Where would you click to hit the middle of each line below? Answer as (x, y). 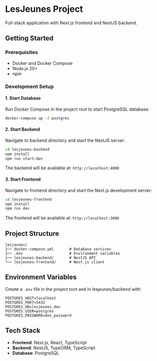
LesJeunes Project (44, 9)
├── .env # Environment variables (63, 254)
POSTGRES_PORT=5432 (25, 302)
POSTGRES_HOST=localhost (31, 298)
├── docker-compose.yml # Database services (58, 249)
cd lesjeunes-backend (27, 149)
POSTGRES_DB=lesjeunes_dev (33, 307)
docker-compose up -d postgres (37, 118)
